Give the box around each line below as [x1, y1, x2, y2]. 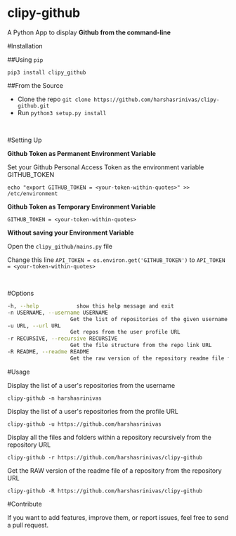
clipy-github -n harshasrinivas [7, 395, 102, 402]
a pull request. [7, 521, 49, 529]
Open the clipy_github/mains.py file [7, 242, 113, 250]
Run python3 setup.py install [17, 108, 107, 117]
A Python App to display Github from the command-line [7, 28, 171, 37]
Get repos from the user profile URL [70, 329, 181, 336]
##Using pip [7, 55, 44, 64]
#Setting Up [7, 136, 42, 144]
